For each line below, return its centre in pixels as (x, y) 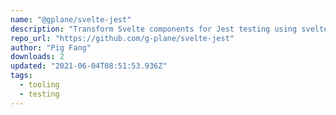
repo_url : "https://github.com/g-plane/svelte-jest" (122, 38)
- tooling (39, 85)
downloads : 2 (37, 57)
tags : (21, 76)
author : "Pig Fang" (51, 47)
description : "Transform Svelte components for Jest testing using (154, 29)
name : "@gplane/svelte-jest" (71, 19)
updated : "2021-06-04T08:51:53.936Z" (89, 66)
